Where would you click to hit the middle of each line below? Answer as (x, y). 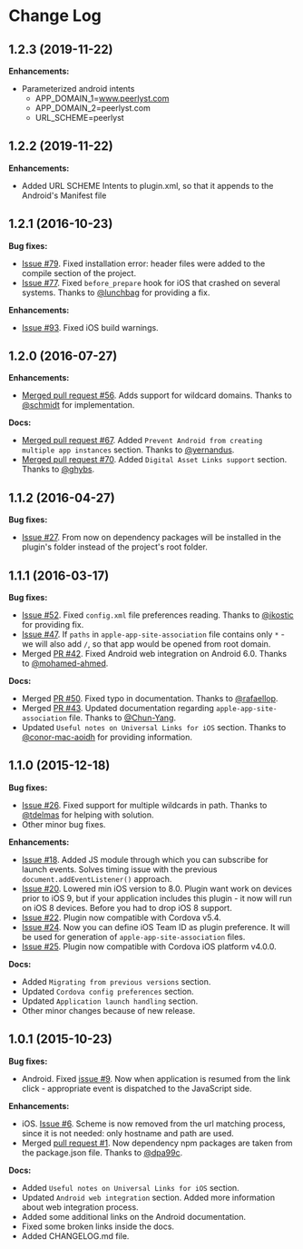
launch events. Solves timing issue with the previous (119, 869)
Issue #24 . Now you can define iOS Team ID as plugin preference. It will (156, 927)
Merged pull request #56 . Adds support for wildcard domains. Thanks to (156, 395)
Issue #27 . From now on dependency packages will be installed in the (151, 538)
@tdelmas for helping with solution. (88, 815)
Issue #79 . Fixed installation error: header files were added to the (143, 263)
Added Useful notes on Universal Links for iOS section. (130, 1187)
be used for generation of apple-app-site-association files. (133, 937)
